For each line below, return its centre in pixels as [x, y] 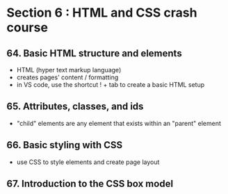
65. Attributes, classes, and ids [75, 107]
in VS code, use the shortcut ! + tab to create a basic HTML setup [111, 84]
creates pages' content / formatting [67, 77]
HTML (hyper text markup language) [69, 70]
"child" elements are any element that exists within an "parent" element [119, 123]
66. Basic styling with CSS [65, 145]
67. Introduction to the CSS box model [90, 184]
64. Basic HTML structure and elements [94, 53]
